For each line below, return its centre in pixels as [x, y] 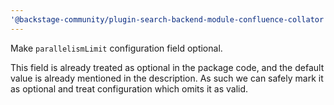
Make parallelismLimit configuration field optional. [116, 48]
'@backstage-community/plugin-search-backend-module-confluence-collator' [169, 19]
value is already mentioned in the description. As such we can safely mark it [167, 78]
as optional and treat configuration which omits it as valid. [129, 88]
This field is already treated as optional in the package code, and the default [167, 67]
